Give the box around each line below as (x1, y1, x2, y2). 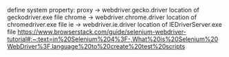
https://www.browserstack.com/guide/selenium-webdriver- (17, 27, 187, 36)
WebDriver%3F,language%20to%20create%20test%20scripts (7, 43, 186, 50)
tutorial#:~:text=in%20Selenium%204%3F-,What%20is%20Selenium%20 (7, 35, 219, 43)
